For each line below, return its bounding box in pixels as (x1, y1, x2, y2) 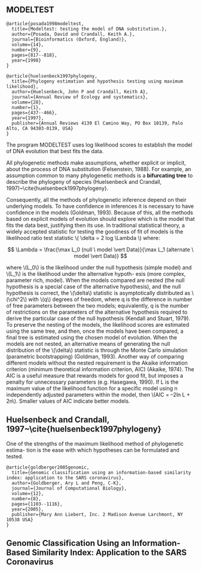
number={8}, (11, 496, 42, 502)
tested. (6, 452, 24, 460)
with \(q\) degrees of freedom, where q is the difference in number (28, 296, 193, 303)
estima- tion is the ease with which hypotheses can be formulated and (6, 446, 179, 454)
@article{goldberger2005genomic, (6, 464, 90, 470)
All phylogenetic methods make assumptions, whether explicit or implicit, (6, 159, 187, 166)
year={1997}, (11, 115, 44, 121)
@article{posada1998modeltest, (6, 20, 84, 26)
